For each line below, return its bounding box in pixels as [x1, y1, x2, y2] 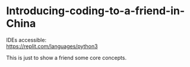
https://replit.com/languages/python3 [6, 43, 98, 50]
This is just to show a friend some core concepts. [6, 54, 126, 61]
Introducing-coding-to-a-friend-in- [6, 4, 185, 18]
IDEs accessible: [6, 36, 46, 43]
